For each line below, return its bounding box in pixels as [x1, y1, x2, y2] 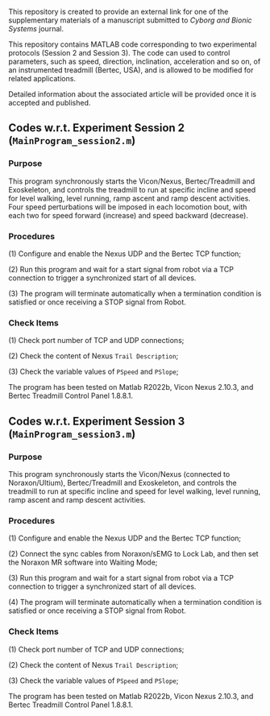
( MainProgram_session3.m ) [8, 427, 136, 441]
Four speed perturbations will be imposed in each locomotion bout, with [8, 201, 247, 212]
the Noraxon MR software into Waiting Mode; [8, 557, 158, 567]
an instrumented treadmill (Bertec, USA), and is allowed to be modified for [8, 65, 254, 75]
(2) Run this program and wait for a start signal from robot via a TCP [8, 264, 234, 274]
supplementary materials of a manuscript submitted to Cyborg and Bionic [8, 15, 252, 25]
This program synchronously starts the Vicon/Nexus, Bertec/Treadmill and [8, 176, 255, 186]
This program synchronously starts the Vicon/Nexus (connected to [8, 469, 231, 478]
